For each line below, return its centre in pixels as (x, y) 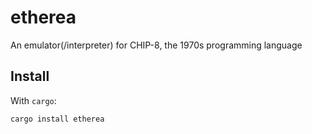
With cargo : (33, 100)
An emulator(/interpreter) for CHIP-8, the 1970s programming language (156, 45)
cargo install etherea (57, 119)
